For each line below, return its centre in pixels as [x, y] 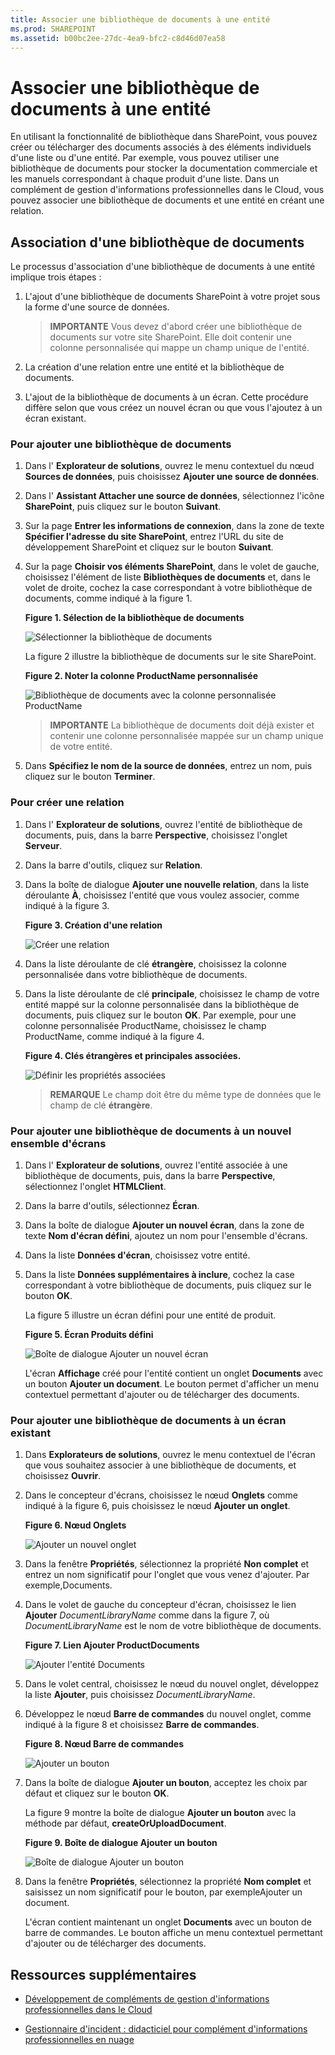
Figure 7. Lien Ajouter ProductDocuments [112, 1645]
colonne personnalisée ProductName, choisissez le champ [145, 1025]
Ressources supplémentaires [103, 1974]
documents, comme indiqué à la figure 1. [108, 598]
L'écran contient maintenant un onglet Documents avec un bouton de [168, 1922]
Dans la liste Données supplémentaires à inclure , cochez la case [159, 1275]
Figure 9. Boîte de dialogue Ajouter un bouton [121, 1843]
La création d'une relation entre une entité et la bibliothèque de [154, 367]
